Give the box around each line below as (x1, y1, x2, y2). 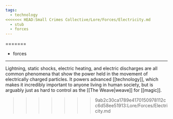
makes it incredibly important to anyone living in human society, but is (5, 82, 153, 88)
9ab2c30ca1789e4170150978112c (95, 97, 166, 103)
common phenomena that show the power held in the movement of (5, 71, 148, 77)
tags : (5, 7, 17, 13)
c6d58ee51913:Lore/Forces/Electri (95, 103, 168, 109)
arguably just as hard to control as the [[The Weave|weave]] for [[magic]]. (5, 87, 162, 93)
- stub (10, 22, 24, 27)
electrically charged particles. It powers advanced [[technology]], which (5, 76, 159, 83)
